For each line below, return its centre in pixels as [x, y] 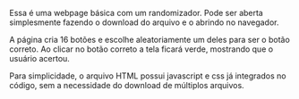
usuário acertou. [39, 58]
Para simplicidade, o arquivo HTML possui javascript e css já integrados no [148, 76]
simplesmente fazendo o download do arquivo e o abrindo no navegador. [144, 22]
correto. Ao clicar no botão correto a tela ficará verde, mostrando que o [141, 49]
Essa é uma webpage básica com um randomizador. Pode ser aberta [137, 13]
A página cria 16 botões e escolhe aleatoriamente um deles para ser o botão [150, 40]
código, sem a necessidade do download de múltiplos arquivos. [127, 85]
